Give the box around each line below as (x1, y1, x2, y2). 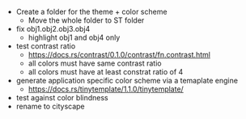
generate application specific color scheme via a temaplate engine (15, 76, 239, 85)
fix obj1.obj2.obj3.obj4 (15, 24, 91, 33)
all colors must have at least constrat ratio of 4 (28, 67, 184, 76)
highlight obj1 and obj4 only (28, 32, 121, 42)
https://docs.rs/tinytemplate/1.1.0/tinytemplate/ (28, 84, 184, 94)
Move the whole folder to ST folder (28, 15, 145, 25)
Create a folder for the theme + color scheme (15, 7, 168, 16)
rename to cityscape (15, 101, 85, 111)
